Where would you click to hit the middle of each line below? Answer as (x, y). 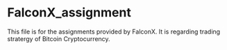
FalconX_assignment (69, 13)
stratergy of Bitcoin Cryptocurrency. (59, 38)
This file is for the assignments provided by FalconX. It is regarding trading (114, 32)
